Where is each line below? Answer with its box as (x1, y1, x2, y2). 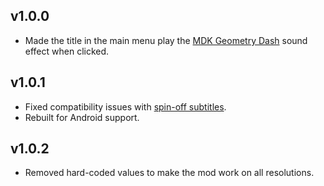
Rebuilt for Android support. (24, 111, 140, 123)
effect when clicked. (24, 45, 110, 57)
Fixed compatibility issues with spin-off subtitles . (24, 100, 227, 113)
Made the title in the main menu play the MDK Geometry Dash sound (24, 34, 308, 46)
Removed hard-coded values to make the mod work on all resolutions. (24, 167, 315, 179)
